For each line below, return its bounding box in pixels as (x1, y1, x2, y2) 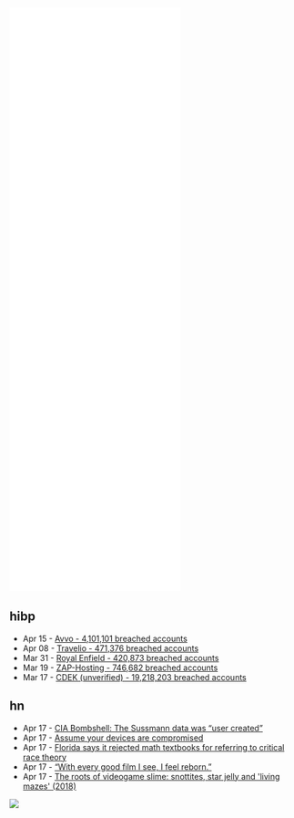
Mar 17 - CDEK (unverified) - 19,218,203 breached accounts (22, 671, 248, 682)
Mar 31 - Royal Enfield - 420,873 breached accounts (22, 652, 219, 663)
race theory (22, 751, 66, 762)
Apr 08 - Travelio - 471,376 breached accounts (22, 642, 199, 654)
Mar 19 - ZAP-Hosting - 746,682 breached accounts (22, 662, 218, 673)
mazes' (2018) (22, 781, 77, 792)
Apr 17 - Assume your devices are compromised (22, 732, 204, 743)
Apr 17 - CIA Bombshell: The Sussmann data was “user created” (22, 722, 264, 733)
